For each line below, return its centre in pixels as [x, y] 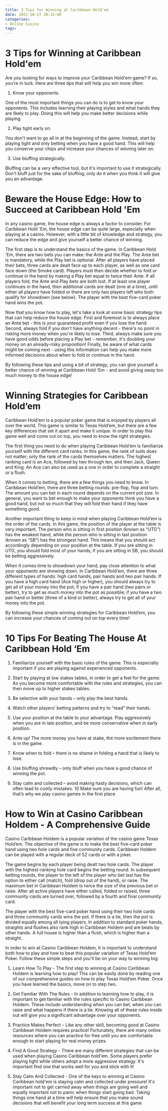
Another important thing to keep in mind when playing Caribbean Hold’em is [83, 518]
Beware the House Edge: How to [73, 199]
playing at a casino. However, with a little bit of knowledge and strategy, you [84, 234]
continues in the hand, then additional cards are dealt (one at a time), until [81, 287]
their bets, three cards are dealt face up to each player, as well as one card [82, 265]
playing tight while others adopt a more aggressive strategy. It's [78, 1061]
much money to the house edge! [39, 375]
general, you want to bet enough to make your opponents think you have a [82, 498]
